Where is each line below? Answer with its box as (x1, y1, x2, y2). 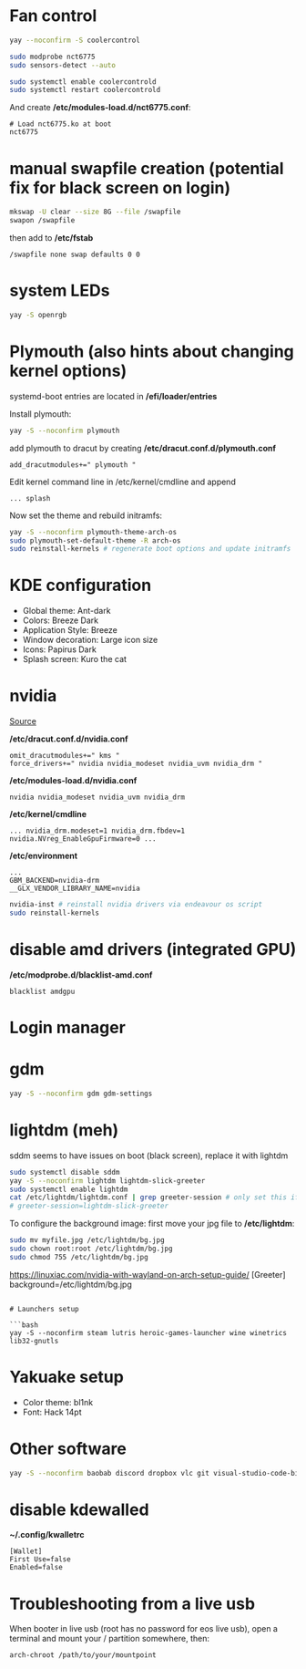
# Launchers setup (9, 1304, 79, 1313)
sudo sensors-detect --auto (9, 60, 117, 69)
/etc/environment (9, 850, 78, 862)
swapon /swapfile (9, 216, 76, 225)
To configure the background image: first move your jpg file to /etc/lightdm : (9, 1218, 295, 1229)
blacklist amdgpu (9, 987, 76, 996)
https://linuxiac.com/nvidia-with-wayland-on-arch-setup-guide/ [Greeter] (9, 1269, 286, 1280)
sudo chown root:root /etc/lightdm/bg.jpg (9, 1244, 173, 1253)
